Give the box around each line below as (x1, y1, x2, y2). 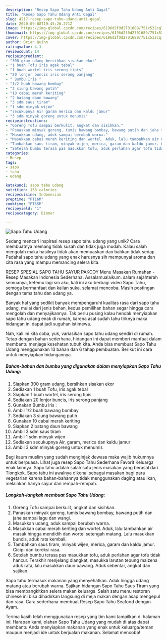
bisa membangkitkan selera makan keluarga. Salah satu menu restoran (5, 588, 150, 594)
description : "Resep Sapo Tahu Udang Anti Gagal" (5, 7, 111, 12)
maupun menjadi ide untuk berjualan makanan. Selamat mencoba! (5, 630, 141, 636)
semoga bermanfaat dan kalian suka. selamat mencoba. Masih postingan (5, 285, 155, 291)
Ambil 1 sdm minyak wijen (12, 434, 66, 440)
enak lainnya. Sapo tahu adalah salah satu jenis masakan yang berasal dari (5, 465, 158, 471)
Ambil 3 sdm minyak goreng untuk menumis (12, 444, 103, 450)
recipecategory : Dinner (5, 211, 55, 215)
